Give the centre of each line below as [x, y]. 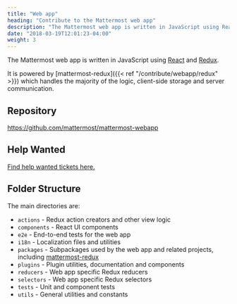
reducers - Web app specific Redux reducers [83, 272]
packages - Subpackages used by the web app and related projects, [115, 249]
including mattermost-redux [58, 257]
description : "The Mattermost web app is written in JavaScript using [113, 27]
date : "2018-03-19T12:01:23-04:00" [60, 33]
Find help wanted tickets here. [51, 167]
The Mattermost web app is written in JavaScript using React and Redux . [113, 60]
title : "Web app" [33, 14]
